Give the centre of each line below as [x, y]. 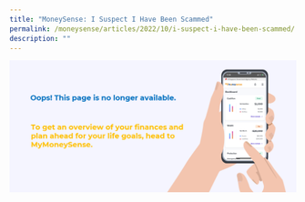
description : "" [40, 38]
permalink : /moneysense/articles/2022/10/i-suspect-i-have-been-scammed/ [152, 29]
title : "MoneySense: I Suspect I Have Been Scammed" [112, 19]
